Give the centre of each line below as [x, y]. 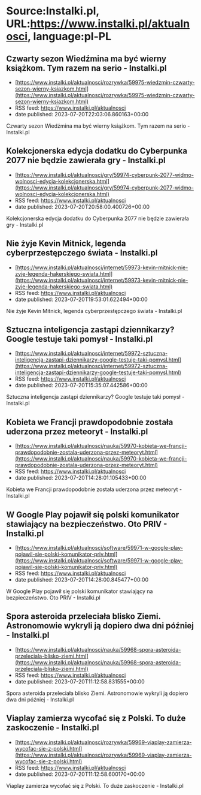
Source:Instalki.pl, [53, 11]
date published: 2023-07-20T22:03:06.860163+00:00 [82, 114]
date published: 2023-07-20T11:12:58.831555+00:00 [80, 681]
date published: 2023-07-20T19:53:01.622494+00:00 [81, 299]
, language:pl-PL [69, 37]
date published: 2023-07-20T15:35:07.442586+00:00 [81, 386]
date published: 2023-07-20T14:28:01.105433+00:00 [80, 478]
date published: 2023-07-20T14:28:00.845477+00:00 [82, 580]
